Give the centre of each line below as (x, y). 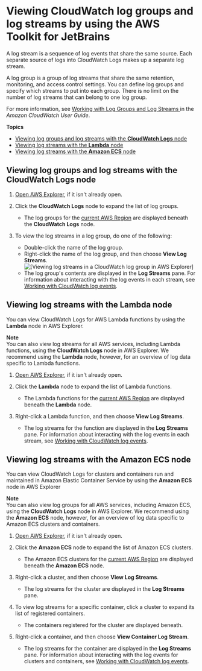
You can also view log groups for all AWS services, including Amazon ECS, (99, 505)
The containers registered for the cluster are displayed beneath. (103, 625)
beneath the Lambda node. (58, 405)
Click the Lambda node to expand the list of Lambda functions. (93, 386)
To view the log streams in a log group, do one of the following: (93, 236)
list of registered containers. (50, 614)
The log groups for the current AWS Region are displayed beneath (106, 218)
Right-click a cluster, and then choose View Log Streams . (87, 578)
